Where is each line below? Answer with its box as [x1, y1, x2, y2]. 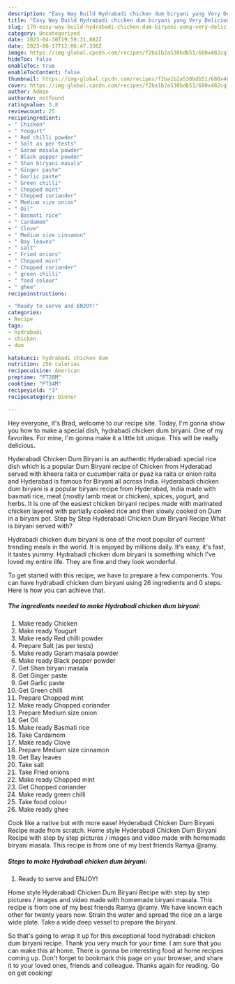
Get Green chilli [17, 687, 63, 695]
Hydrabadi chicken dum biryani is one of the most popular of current [8, 535, 205, 543]
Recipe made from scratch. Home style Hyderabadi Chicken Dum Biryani [8, 827, 217, 835]
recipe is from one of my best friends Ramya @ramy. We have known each [8, 904, 222, 912]
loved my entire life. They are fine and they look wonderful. [8, 557, 177, 565]
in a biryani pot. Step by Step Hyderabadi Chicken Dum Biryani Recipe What [8, 514, 226, 522]
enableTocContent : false [8, 69, 80, 76]
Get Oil [17, 716, 38, 724]
